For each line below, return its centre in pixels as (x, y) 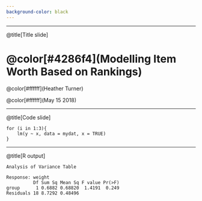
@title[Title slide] (27, 34)
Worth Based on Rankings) (74, 71)
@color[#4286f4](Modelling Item (91, 59)
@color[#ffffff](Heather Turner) (45, 88)
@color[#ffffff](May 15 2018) (41, 100)
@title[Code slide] (29, 117)
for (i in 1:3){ (26, 128)
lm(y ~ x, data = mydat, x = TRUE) (62, 134)
